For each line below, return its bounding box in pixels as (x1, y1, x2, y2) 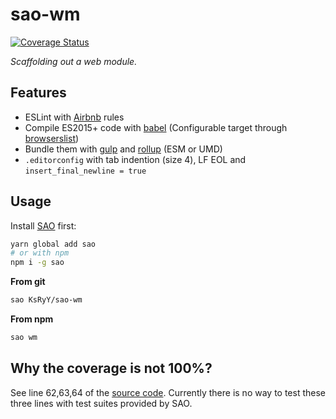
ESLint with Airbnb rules (24, 111, 125, 123)
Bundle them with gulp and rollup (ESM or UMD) (24, 143, 223, 155)
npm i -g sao (10, 258, 65, 268)
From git (10, 276, 46, 288)
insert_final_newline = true (24, 166, 147, 176)
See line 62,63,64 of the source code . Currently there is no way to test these (10, 386, 326, 398)
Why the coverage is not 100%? (10, 360, 213, 377)
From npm (10, 313, 54, 325)
